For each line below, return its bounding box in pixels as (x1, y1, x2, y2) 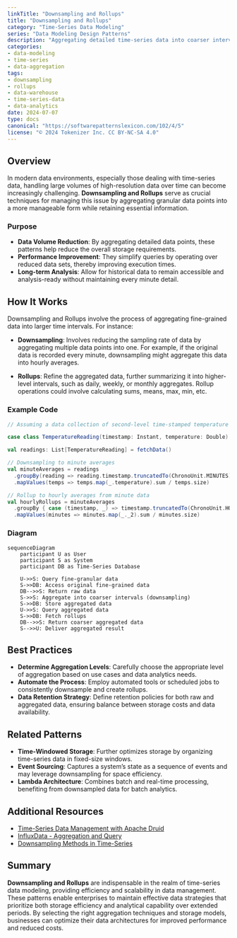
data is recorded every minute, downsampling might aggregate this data (17, 351, 227, 360)
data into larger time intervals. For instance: (7, 322, 134, 331)
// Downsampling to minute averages (7, 459, 115, 467)
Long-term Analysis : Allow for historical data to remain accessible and (17, 268, 224, 276)
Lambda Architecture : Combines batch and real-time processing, (17, 777, 209, 786)
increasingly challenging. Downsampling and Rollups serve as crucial (7, 189, 211, 198)
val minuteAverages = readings (7, 466, 99, 473)
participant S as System (20, 556, 93, 564)
